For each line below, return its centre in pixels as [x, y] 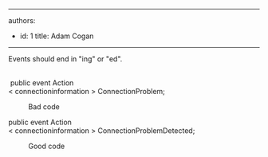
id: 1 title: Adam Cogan [57, 36]
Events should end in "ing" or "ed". [65, 59]
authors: [22, 20]
